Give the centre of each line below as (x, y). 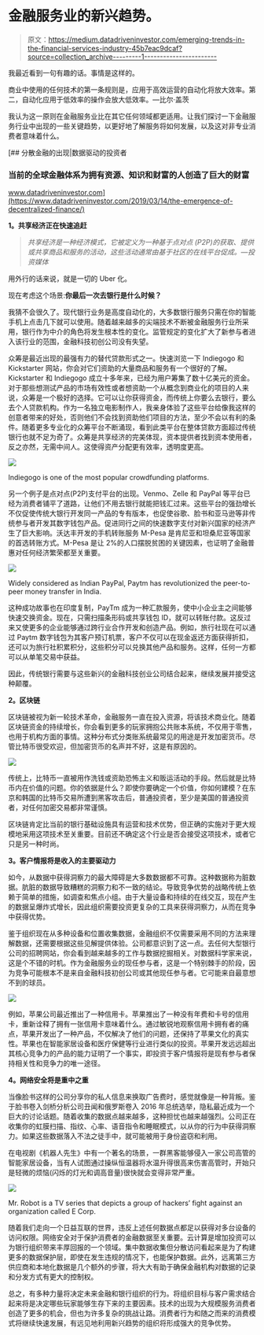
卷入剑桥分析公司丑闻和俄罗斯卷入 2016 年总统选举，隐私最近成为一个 (142, 1107)
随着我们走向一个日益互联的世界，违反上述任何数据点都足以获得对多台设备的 (132, 1228)
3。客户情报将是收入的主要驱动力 (62, 861)
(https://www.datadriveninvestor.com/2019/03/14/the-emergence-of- (121, 201)
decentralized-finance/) (46, 209)
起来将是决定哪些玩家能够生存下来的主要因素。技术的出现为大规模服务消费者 (132, 1304)
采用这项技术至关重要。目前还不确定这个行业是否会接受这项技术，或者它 (139, 834)
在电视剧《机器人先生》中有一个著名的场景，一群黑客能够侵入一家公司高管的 (132, 1153)
